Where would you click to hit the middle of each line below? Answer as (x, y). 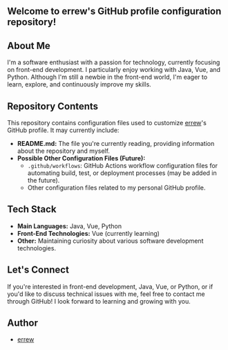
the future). (44, 181)
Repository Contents (53, 106)
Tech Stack (32, 209)
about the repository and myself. (64, 151)
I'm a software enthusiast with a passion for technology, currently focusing (114, 62)
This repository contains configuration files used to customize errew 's (107, 123)
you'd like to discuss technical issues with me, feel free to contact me (106, 294)
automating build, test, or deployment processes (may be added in (122, 173)
